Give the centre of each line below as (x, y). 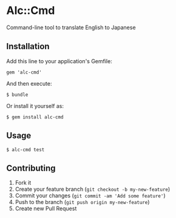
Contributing (31, 168)
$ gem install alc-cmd (35, 117)
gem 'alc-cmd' (24, 72)
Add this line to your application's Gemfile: (59, 61)
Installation (28, 46)
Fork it (23, 183)
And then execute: (29, 83)
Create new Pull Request (46, 209)
